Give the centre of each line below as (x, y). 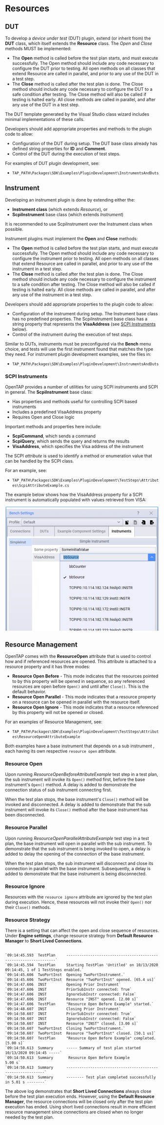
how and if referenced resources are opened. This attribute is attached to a (81, 661)
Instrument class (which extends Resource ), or (60, 209)
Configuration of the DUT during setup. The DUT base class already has (85, 143)
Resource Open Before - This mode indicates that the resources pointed (85, 676)
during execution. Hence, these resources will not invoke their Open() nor (79, 902)
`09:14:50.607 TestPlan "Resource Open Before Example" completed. (81, 1038)
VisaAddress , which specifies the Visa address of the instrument (78, 447)
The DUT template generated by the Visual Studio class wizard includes (77, 114)
